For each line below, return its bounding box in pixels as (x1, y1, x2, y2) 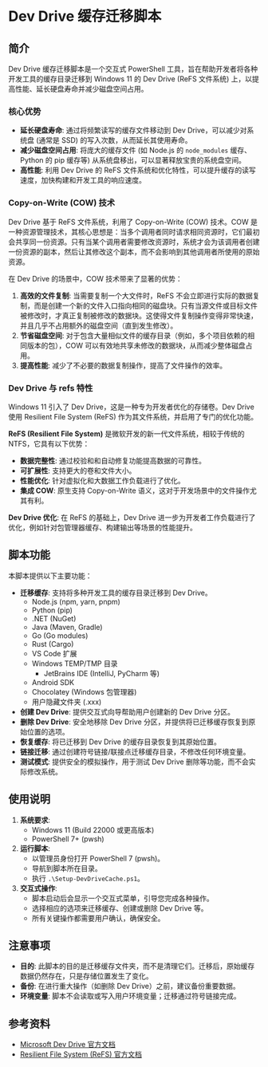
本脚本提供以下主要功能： (8, 571, 93, 581)
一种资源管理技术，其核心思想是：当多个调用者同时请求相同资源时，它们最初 (8, 226, 260, 236)
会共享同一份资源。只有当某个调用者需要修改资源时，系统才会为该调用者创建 (8, 237, 260, 246)
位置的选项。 (26, 726, 69, 736)
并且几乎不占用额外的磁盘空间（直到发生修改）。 (19, 321, 178, 330)
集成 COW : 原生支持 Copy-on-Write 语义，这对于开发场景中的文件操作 (19, 486, 250, 495)
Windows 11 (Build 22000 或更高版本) (31, 825, 155, 834)
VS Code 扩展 (31, 648, 77, 658)
